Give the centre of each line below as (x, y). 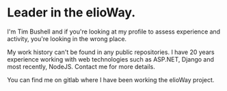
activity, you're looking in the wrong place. (67, 38)
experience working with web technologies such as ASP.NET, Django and (110, 59)
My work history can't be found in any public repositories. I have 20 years (111, 52)
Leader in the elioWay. (71, 13)
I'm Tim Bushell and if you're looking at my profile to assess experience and (114, 31)
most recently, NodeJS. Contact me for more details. (81, 66)
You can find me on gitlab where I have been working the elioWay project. (111, 79)
